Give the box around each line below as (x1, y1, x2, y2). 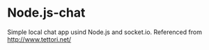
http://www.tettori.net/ (7, 35, 72, 43)
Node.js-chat (7, 5, 86, 21)
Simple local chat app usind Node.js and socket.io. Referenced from (7, 28, 202, 36)
